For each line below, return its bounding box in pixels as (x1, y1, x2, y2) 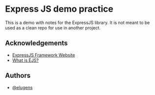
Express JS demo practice (5, 3, 113, 15)
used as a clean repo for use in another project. (5, 24, 101, 30)
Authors (5, 71, 31, 80)
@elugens (12, 84, 33, 90)
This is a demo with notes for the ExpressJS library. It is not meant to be (5, 20, 150, 25)
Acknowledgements (5, 39, 68, 47)
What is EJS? (12, 57, 39, 63)
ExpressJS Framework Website (12, 52, 75, 58)
